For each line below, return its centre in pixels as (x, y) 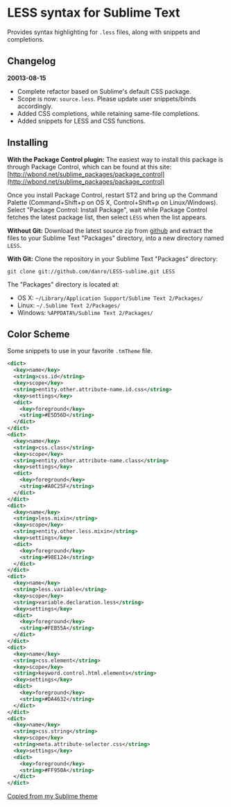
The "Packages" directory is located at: (63, 284)
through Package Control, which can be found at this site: (89, 167)
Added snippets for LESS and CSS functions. (81, 121)
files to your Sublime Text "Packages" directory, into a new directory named (115, 238)
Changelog (32, 61)
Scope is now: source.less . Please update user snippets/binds (106, 99)
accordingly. (35, 106)
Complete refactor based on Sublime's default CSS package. (104, 91)
